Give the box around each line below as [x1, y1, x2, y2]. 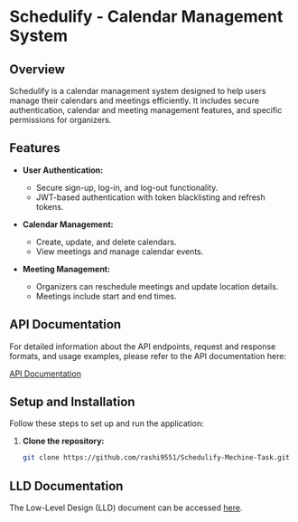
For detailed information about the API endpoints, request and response [9, 341, 276, 352]
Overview [9, 62, 66, 77]
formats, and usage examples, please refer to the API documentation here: [9, 350, 287, 361]
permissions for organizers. [9, 115, 112, 125]
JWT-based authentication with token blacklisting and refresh [35, 192, 265, 203]
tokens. [35, 201, 64, 212]
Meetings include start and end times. [35, 290, 178, 301]
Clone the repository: [22, 436, 105, 447]
